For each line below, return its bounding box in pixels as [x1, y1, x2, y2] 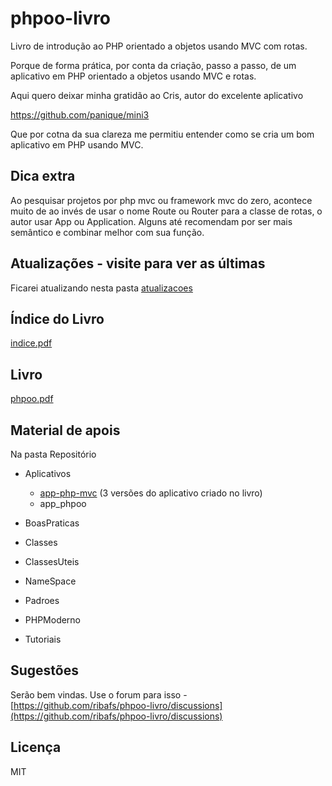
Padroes [24, 595, 60, 606]
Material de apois [10, 422, 121, 439]
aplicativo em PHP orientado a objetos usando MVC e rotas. [10, 70, 257, 82]
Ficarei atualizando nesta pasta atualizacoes [10, 282, 193, 294]
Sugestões [10, 662, 79, 679]
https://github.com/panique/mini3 [10, 108, 150, 121]
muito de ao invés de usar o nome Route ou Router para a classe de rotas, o [10, 205, 323, 217]
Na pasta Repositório [10, 448, 97, 460]
